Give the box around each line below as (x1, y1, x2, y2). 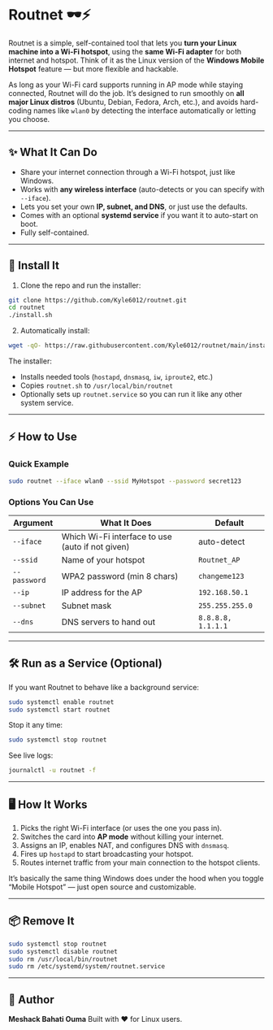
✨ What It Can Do (8, 146, 97, 159)
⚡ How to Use (8, 430, 77, 444)
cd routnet (8, 303, 45, 312)
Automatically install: (19, 326, 90, 336)
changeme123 (197, 571, 245, 580)
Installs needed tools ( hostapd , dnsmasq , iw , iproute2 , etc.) (19, 372, 214, 382)
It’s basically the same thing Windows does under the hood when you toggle (8, 874, 264, 884)
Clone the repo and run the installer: (19, 280, 141, 290)
